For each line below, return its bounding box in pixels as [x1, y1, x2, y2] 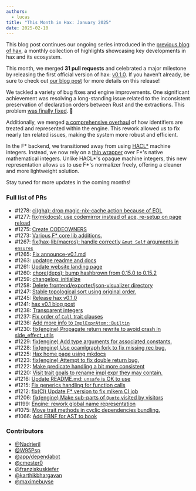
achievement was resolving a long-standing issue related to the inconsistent [6, 95, 191, 102]
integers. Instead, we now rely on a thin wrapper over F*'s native [6, 149, 163, 156]
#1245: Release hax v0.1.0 [14, 294, 77, 301]
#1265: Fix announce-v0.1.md [14, 250, 86, 258]
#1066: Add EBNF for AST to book [14, 412, 97, 419]
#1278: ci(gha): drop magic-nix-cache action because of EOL [14, 206, 163, 214]
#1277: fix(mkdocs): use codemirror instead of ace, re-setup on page [14, 213, 182, 220]
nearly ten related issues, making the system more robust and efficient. [6, 131, 178, 138]
